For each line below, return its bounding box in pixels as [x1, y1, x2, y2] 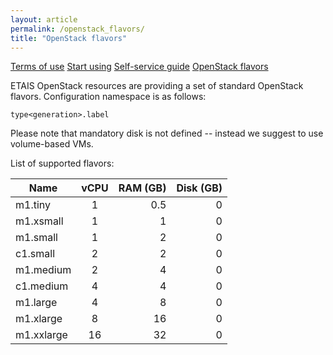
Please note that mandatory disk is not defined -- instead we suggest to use [10, 127, 324, 140]
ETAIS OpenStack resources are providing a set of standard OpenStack [10, 80, 304, 92]
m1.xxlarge [15, 328, 68, 342]
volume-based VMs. [10, 138, 94, 150]
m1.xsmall [15, 214, 64, 228]
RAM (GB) [118, 181, 167, 195]
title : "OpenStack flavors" [10, 33, 128, 43]
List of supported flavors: [10, 157, 115, 170]
